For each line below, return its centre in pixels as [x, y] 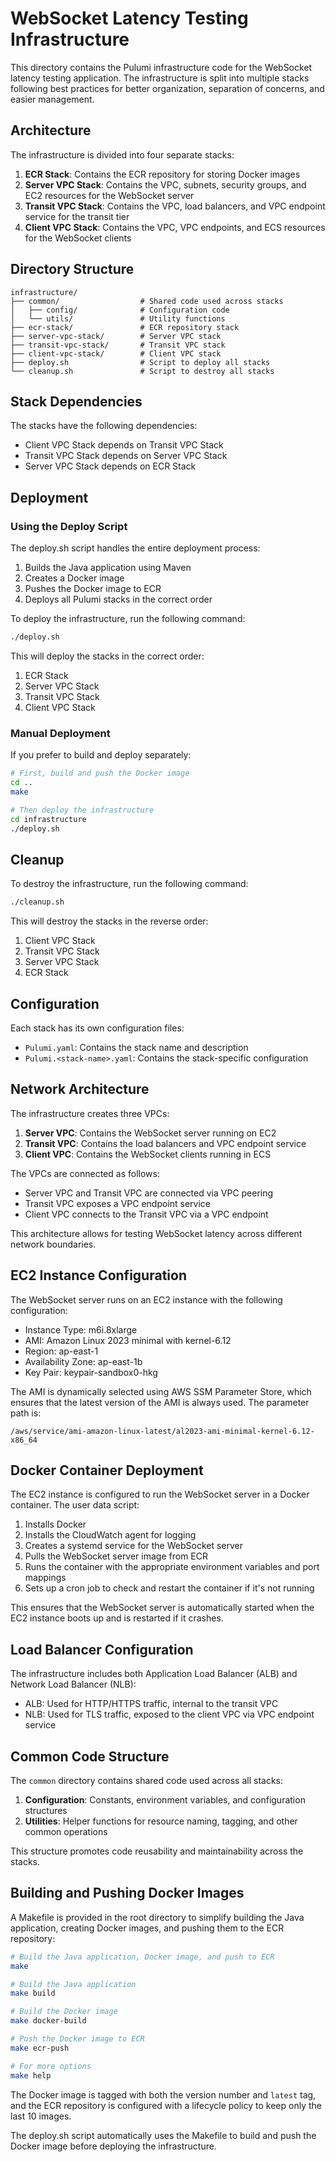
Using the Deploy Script [69, 526]
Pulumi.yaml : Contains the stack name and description [136, 1047]
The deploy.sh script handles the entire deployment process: [135, 548]
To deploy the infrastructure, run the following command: [128, 619]
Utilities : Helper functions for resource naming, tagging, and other [161, 1821]
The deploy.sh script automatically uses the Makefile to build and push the [163, 2135]
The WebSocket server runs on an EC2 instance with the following [146, 1299]
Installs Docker [55, 1524]
